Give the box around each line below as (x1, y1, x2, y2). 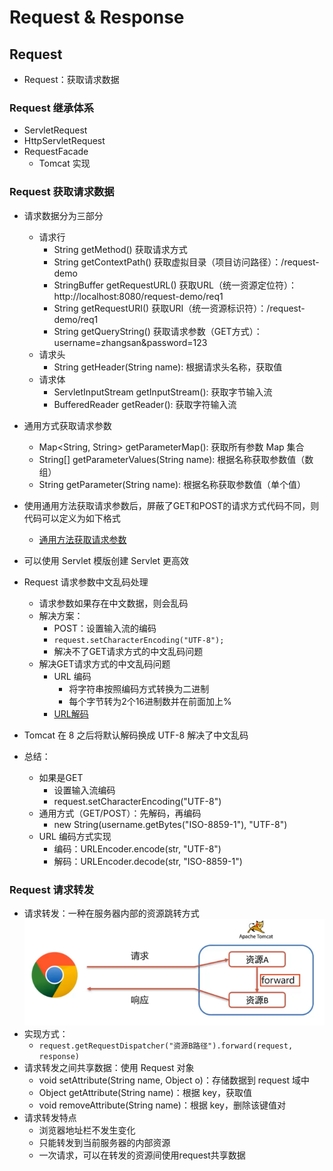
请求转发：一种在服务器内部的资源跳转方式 (23, 907, 200, 919)
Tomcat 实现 (38, 157, 91, 170)
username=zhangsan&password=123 (53, 336, 208, 348)
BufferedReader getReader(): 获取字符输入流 (53, 398, 237, 410)
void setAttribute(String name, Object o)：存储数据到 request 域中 (38, 1074, 310, 1086)
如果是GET (38, 771, 84, 783)
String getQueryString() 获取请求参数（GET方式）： (53, 325, 263, 337)
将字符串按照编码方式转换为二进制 (68, 682, 210, 695)
